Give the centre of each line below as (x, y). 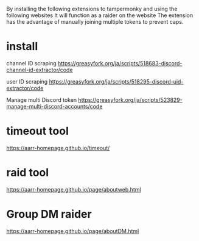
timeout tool (37, 131)
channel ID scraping (31, 63)
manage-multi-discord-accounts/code (54, 106)
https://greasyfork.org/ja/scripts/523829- (130, 99)
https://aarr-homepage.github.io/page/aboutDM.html (73, 231)
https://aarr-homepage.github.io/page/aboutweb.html (74, 189)
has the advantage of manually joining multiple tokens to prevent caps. (95, 22)
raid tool (28, 173)
